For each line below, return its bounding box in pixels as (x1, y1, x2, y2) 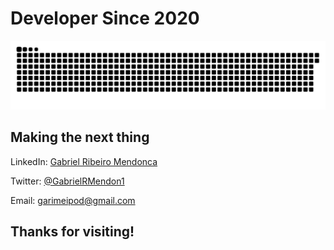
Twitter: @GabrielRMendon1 (10, 175, 125, 187)
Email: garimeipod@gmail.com (10, 194, 136, 206)
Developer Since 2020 (10, 7, 200, 30)
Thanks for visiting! (10, 223, 135, 240)
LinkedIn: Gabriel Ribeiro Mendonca (10, 155, 158, 167)
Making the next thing (10, 129, 150, 146)
